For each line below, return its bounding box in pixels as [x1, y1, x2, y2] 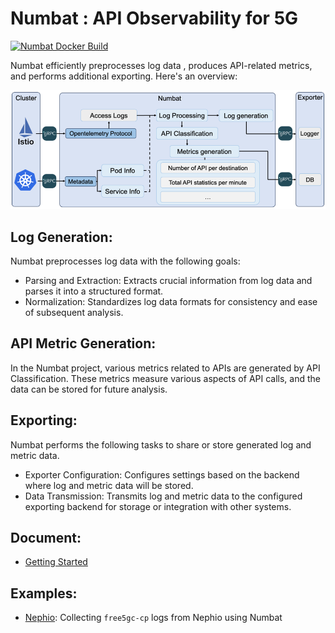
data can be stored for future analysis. [10, 383, 168, 395]
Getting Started [24, 556, 88, 568]
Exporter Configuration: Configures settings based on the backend [24, 468, 300, 481]
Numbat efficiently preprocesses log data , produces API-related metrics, [10, 59, 313, 71]
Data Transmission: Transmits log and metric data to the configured [24, 490, 303, 502]
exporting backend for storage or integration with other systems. [24, 500, 292, 512]
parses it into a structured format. [24, 285, 164, 297]
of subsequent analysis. [24, 306, 124, 318]
